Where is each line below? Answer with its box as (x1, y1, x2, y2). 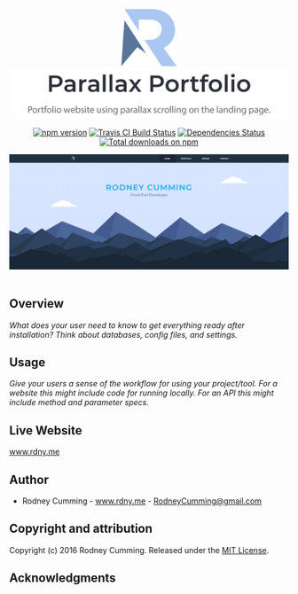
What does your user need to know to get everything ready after (9, 319, 246, 331)
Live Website (9, 423, 82, 438)
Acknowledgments (9, 571, 117, 586)
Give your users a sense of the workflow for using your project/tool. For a (9, 379, 278, 389)
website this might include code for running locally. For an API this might (9, 387, 274, 398)
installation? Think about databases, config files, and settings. (9, 329, 238, 340)
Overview (9, 296, 65, 311)
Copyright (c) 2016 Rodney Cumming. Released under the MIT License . (9, 544, 270, 555)
